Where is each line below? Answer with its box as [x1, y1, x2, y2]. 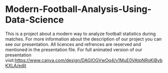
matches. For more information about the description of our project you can [5, 36, 162, 42]
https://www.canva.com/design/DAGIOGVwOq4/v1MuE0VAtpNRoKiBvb [15, 57, 163, 63]
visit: [5, 57, 15, 63]
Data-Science [5, 14, 64, 25]
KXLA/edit [5, 62, 27, 68]
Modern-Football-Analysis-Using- [5, 3, 152, 15]
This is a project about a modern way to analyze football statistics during [5, 30, 156, 36]
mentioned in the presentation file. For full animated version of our [5, 46, 142, 52]
